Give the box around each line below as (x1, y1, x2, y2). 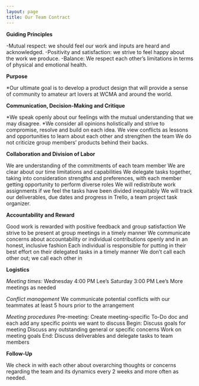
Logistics (6, 266, 30, 273)
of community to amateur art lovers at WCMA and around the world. (6, 90, 173, 98)
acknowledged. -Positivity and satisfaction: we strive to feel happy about (6, 48, 185, 55)
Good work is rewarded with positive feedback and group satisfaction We (6, 222, 186, 230)
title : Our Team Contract (6, 14, 70, 20)
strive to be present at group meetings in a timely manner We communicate (6, 229, 191, 236)
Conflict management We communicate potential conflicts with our (6, 295, 170, 302)
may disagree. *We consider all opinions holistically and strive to (6, 120, 165, 127)
